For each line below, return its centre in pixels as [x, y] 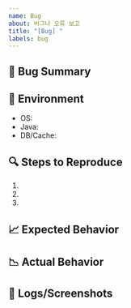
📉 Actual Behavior [56, 262]
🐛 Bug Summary [50, 71]
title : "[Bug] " [36, 31]
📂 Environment [46, 99]
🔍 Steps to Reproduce [65, 162]
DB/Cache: [38, 135]
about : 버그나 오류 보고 [44, 24]
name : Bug [25, 16]
